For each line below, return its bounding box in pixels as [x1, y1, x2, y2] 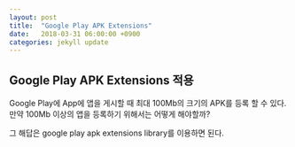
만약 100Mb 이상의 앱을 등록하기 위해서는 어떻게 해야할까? [9, 109, 211, 120]
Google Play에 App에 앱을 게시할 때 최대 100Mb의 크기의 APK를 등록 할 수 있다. [9, 98, 287, 109]
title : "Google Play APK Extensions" [9, 21, 152, 30]
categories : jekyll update [9, 37, 109, 47]
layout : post [9, 12, 58, 22]
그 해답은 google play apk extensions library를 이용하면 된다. [9, 128, 224, 138]
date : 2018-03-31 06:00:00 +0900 [9, 29, 141, 38]
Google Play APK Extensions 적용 [9, 73, 195, 88]
